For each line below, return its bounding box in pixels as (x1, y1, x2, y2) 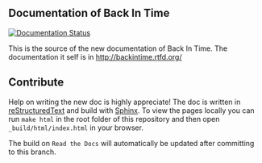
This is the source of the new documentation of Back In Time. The (8, 44, 228, 53)
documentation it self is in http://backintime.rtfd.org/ (8, 52, 182, 61)
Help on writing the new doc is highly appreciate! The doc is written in (8, 97, 241, 107)
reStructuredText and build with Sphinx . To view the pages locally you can (8, 105, 256, 115)
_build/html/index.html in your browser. (8, 123, 143, 132)
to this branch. (8, 147, 56, 157)
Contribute (8, 76, 64, 90)
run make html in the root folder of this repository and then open (8, 114, 220, 123)
